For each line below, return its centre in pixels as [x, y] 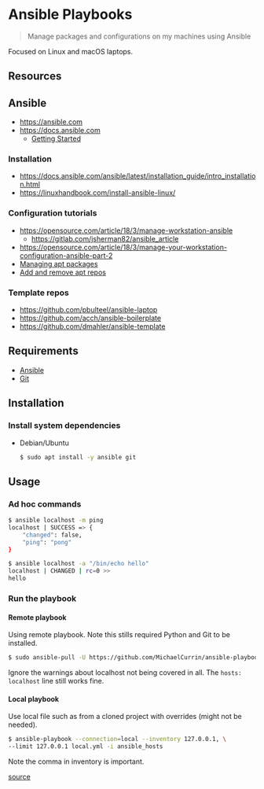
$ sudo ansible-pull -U [47, 658]
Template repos [38, 293]
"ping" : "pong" [47, 542]
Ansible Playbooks [70, 15]
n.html [30, 184]
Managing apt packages [59, 264]
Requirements [43, 351]
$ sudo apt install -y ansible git [78, 457]
